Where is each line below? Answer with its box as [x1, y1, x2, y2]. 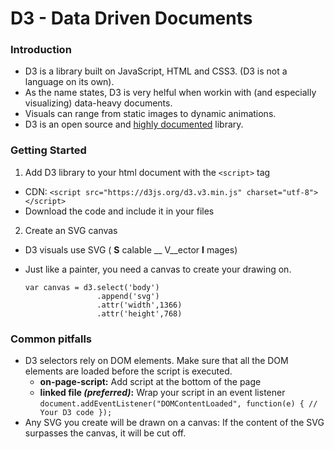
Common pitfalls [10, 332, 93, 346]
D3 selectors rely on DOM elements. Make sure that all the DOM [24, 355, 289, 367]
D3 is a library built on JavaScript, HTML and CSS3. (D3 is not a [24, 65, 288, 77]
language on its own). [24, 76, 115, 88]
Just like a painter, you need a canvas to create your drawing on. [24, 263, 292, 275]
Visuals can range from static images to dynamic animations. [24, 108, 277, 120]
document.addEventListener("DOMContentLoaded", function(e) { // [39, 399, 318, 409]
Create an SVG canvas [24, 224, 118, 236]
